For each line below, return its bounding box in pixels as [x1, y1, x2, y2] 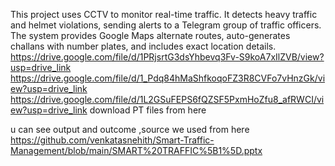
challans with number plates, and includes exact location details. [10, 40, 277, 52]
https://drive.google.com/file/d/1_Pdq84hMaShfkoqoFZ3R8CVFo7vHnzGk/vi [10, 72, 326, 84]
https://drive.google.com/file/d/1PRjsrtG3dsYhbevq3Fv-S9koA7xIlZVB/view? [10, 51, 325, 63]
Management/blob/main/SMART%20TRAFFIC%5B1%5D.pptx [10, 145, 263, 156]
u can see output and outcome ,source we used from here [10, 124, 250, 135]
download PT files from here [89, 104, 207, 116]
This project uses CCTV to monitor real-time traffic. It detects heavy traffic [10, 9, 318, 20]
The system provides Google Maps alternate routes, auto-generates [10, 30, 291, 41]
